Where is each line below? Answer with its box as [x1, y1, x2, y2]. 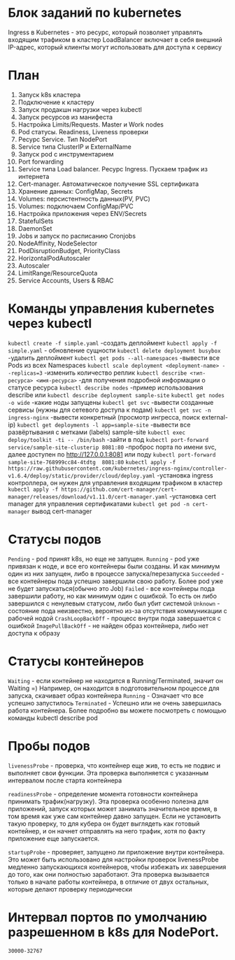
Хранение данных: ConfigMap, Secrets [17, 187, 134, 195]
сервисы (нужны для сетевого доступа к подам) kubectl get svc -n [8, 406, 212, 414]
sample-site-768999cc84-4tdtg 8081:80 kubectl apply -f [8, 459, 176, 466]
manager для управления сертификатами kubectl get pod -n [8, 499, 190, 508]
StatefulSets [17, 217, 54, 225]
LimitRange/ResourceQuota [17, 268, 98, 277]
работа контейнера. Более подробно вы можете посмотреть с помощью [8, 706, 227, 715]
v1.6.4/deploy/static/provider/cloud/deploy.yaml [8, 472, 156, 480]
